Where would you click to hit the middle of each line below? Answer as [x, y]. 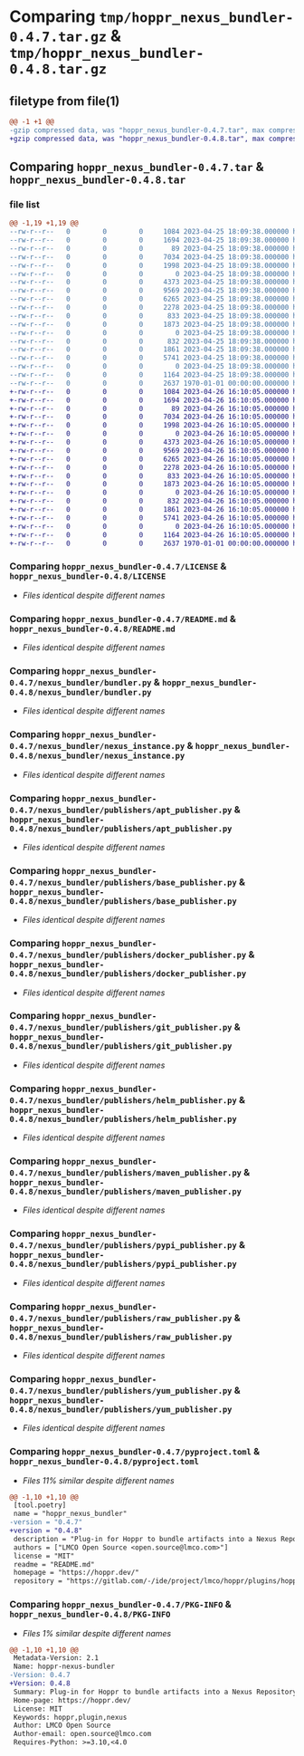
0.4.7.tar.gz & [66, 36]
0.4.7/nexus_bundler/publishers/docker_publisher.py [128, 955]
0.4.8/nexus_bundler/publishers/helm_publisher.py [123, 1119]
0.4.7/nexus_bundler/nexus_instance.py [97, 746]
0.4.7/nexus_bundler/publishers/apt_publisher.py [121, 810]
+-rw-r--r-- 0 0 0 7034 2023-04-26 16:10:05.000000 [149, 417]
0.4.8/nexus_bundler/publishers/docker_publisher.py [128, 974]
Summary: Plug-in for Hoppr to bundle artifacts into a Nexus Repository [155, 1692]
